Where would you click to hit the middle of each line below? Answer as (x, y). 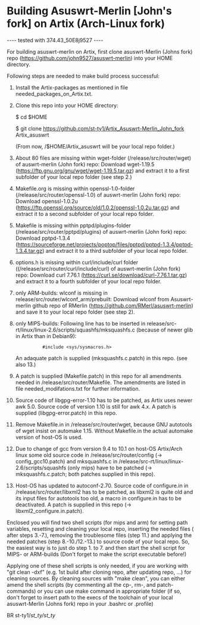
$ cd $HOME (31, 117)
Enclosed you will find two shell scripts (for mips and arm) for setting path (97, 522)
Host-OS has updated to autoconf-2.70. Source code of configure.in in (102, 485)
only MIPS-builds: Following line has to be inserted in (80, 323)
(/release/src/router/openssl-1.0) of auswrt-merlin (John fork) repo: (98, 194)
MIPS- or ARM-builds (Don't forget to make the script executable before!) (97, 554)
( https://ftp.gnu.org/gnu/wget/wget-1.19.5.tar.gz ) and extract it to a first (102, 171)
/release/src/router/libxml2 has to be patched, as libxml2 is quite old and (104, 492)
